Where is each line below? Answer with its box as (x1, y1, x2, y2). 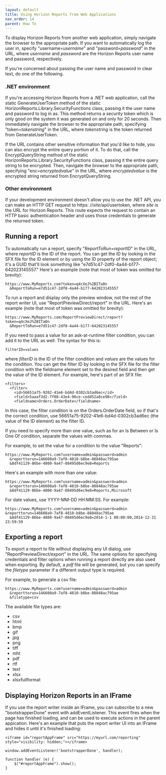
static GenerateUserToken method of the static (5, 100, 101, 106)
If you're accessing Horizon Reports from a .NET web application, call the (5, 95, 155, 100)
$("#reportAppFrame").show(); (14, 762, 77, 767)
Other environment (5, 185, 52, 192)
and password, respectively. (5, 56, 63, 62)
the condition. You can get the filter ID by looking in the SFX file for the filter (5, 361, 160, 367)
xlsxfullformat (12, 677, 41, 683)
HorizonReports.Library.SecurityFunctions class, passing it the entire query (5, 157, 159, 163)
